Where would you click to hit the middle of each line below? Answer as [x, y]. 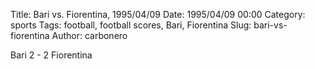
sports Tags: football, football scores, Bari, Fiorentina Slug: [131, 25]
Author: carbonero [89, 35]
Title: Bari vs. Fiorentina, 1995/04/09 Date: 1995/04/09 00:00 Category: [158, 14]
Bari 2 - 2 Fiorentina [51, 55]
